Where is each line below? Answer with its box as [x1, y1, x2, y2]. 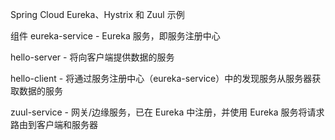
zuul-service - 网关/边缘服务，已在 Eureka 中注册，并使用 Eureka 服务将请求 [10, 106, 325, 118]
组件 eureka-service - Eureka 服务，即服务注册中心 [10, 30, 221, 42]
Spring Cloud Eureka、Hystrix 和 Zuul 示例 [10, 9, 185, 20]
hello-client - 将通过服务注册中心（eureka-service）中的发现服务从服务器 [10, 73, 313, 84]
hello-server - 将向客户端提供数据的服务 [10, 51, 175, 63]
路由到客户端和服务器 [10, 119, 98, 130]
